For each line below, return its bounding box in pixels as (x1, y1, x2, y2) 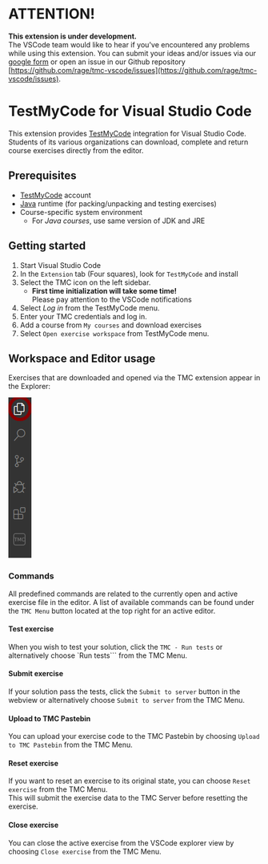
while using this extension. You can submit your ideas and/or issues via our (8, 48, 256, 58)
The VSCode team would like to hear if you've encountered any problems (8, 39, 250, 49)
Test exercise (8, 624, 54, 634)
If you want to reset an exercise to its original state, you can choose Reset (8, 776, 251, 786)
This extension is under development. (8, 31, 138, 41)
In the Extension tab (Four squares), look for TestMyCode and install (19, 269, 238, 278)
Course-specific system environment (19, 207, 142, 217)
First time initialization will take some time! (31, 286, 178, 295)
